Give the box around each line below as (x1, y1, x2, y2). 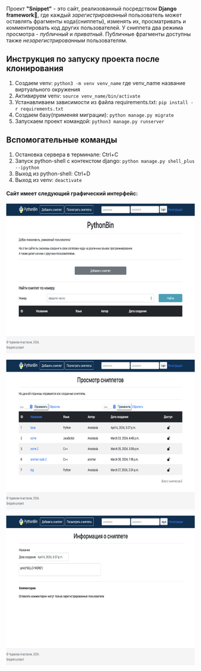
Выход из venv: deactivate (14, 176, 82, 183)
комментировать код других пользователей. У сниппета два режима (6, 24, 184, 31)
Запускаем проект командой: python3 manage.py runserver (14, 117, 165, 125)
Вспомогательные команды (6, 135, 118, 145)
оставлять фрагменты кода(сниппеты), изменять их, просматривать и (6, 18, 187, 25)
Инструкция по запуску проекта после (6, 54, 160, 65)
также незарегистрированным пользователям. (6, 37, 127, 44)
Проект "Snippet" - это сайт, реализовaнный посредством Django (6, 5, 177, 12)
